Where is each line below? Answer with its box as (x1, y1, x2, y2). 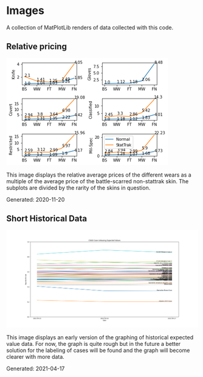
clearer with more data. (6, 353, 65, 360)
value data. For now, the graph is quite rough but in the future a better (6, 340, 181, 347)
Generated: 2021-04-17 (6, 365, 65, 372)
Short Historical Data (6, 214, 87, 224)
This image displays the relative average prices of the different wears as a (6, 171, 191, 178)
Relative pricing (6, 41, 67, 52)
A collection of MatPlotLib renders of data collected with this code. (6, 24, 174, 31)
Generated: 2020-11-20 (6, 196, 65, 203)
